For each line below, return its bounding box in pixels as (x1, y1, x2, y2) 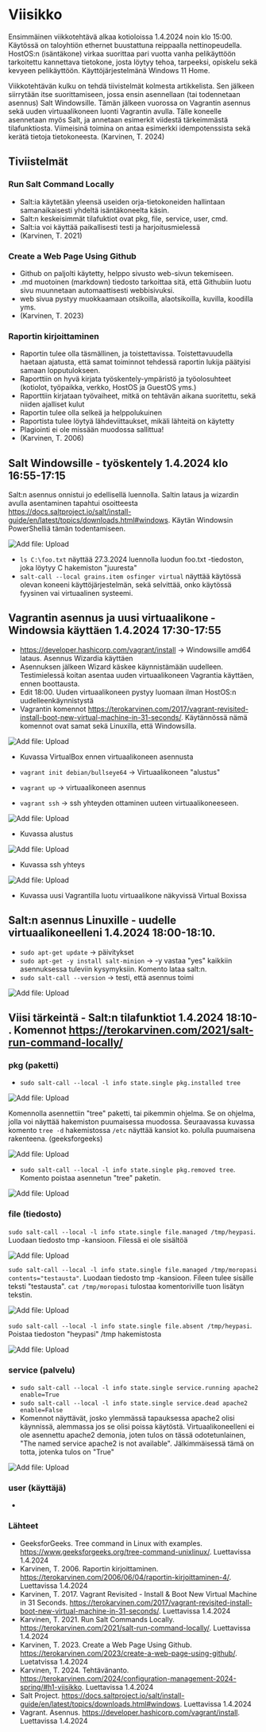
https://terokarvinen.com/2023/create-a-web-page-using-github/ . (19, 1648, 237, 1658)
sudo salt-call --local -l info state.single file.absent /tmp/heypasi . (8, 1321, 253, 1330)
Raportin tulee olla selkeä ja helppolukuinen (19, 408, 163, 418)
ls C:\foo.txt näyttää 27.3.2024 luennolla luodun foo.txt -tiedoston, (19, 555, 245, 564)
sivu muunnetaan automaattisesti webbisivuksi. (19, 285, 175, 295)
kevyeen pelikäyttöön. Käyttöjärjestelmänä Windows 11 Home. (8, 65, 210, 75)
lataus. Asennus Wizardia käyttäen (19, 653, 133, 663)
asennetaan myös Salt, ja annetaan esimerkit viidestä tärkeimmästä (8, 115, 229, 124)
